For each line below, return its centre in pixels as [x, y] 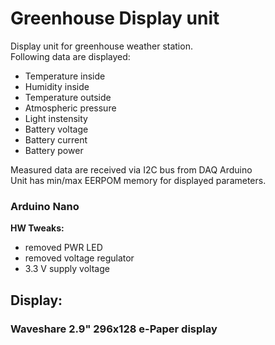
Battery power [54, 150]
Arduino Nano [45, 206]
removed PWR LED [63, 248]
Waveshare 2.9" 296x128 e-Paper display [114, 329]
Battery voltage [56, 129]
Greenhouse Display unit [115, 18]
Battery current [56, 139]
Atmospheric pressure [70, 108]
